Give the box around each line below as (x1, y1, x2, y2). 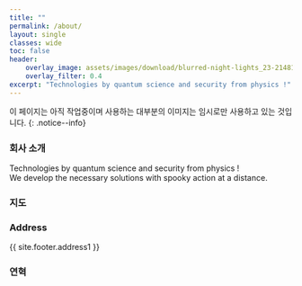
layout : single (9, 30, 67, 39)
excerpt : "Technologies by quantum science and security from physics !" (9, 80, 292, 89)
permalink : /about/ (9, 22, 83, 31)
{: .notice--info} (28, 117, 87, 128)
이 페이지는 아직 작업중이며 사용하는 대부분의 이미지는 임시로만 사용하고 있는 (9, 105, 276, 117)
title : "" (9, 13, 47, 22)
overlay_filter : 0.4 (25, 72, 102, 81)
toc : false (9, 47, 50, 56)
